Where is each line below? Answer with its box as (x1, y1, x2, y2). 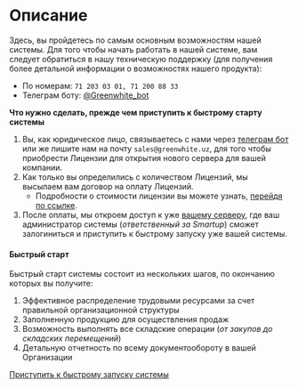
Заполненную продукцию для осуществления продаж (21, 314, 230, 325)
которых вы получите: (9, 278, 93, 289)
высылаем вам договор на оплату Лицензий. (21, 181, 194, 191)
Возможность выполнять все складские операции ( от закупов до (21, 324, 273, 335)
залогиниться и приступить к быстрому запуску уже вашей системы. (21, 228, 287, 238)
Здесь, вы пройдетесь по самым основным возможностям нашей (9, 35, 262, 45)
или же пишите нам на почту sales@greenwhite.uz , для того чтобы (21, 143, 271, 154)
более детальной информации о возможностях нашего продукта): (9, 63, 262, 74)
